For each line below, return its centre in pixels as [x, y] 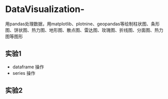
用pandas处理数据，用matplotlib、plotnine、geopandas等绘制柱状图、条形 [82, 24]
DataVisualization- [45, 9]
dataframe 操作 [28, 67]
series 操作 [24, 73]
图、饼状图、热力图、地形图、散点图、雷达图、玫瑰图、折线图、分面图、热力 [84, 30]
